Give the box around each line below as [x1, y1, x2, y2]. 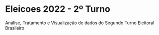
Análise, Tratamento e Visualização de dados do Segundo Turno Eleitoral [5, 20, 155, 26]
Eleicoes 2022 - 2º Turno [5, 3, 110, 15]
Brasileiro [5, 25, 25, 31]
